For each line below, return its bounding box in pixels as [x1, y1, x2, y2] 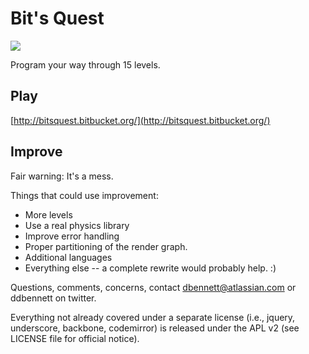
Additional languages [24, 251, 113, 263]
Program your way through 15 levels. [10, 58, 161, 71]
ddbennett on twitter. [10, 292, 97, 304]
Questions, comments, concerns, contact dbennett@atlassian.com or [10, 281, 297, 293]
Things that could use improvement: [10, 189, 159, 201]
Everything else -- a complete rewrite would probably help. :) [24, 262, 277, 274]
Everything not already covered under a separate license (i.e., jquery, [10, 311, 296, 323]
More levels [24, 208, 73, 221]
